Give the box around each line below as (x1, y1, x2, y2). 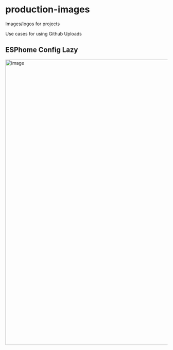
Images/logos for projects (5, 21, 60, 27)
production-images (5, 4, 90, 15)
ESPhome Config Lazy (5, 45, 78, 55)
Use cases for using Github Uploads (5, 30, 82, 37)
